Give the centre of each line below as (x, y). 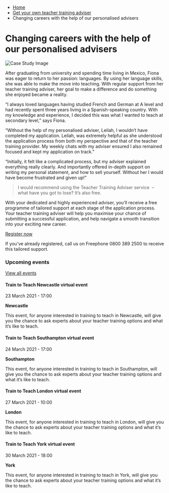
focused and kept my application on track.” (50, 152)
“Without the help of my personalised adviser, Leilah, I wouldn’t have (76, 130)
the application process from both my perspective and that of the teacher (81, 141)
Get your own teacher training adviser (52, 13)
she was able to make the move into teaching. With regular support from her (84, 83)
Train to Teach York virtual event (40, 444)
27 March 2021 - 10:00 (29, 402)
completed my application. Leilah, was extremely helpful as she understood (84, 136)
